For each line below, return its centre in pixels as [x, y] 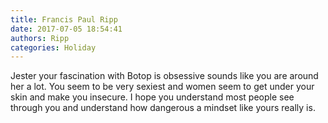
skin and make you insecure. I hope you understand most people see [152, 97]
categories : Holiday [53, 47]
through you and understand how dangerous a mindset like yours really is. [163, 108]
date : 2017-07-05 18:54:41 [66, 29]
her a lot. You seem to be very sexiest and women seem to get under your [162, 87]
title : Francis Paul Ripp [64, 19]
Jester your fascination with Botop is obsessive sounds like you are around [164, 76]
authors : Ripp [40, 38]
